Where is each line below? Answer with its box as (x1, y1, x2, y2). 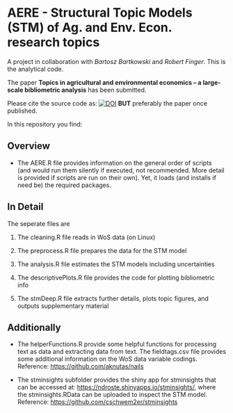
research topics (7, 35, 100, 50)
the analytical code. (7, 65, 64, 73)
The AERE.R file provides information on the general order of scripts (17, 159, 212, 167)
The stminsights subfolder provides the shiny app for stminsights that (17, 375, 217, 384)
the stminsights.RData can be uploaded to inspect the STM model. (17, 391, 207, 399)
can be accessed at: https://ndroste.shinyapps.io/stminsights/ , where (17, 383, 216, 391)
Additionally (7, 321, 61, 333)
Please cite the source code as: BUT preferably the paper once (7, 99, 207, 107)
